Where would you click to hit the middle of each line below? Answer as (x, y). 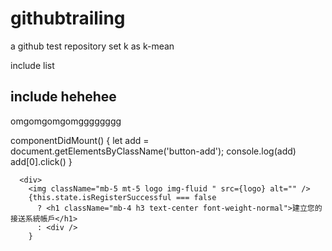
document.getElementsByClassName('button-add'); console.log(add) (153, 151)
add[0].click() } (41, 161)
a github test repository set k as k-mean (92, 46)
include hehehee (63, 97)
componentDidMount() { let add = (80, 140)
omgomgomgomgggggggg (66, 121)
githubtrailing (68, 18)
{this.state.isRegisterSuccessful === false (122, 197)
